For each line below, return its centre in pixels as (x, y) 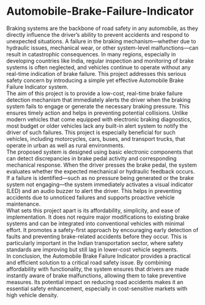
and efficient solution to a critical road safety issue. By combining (89, 262)
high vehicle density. (32, 295)
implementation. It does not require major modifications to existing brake (98, 217)
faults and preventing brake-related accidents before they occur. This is (97, 236)
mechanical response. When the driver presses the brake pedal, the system (102, 165)
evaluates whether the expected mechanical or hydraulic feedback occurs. (101, 171)
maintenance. (24, 204)
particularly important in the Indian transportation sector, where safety (95, 243)
